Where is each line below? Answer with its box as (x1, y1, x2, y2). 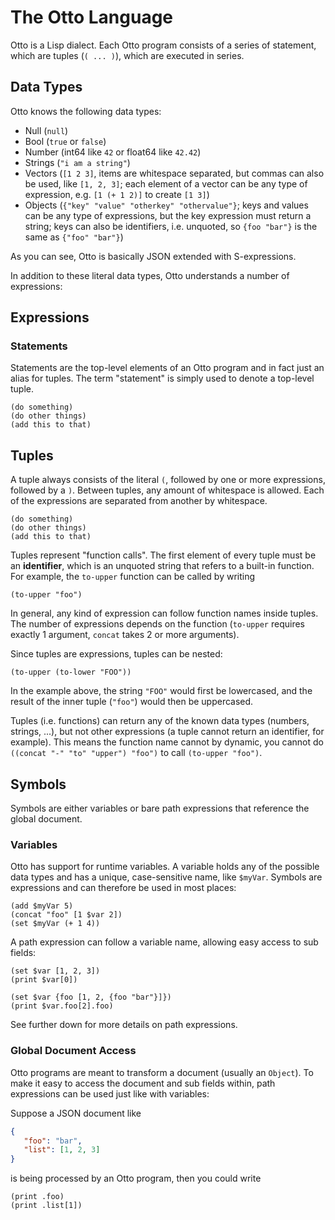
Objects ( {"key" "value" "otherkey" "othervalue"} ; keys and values (24, 199, 309, 211)
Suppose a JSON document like (10, 1107, 142, 1119)
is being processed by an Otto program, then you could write (10, 1172, 262, 1185)
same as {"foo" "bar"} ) (24, 231, 124, 243)
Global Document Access (10, 1044, 137, 1058)
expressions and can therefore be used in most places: (10, 882, 237, 894)
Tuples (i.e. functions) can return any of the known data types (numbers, (10, 715, 310, 727)
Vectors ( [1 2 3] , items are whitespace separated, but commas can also (24, 167, 325, 179)
